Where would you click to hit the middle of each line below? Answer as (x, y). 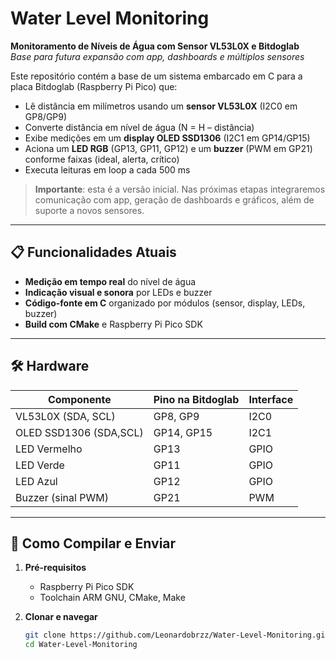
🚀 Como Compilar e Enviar (93, 543)
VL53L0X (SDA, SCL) (65, 416)
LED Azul (36, 481)
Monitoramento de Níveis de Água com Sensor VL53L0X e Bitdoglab (155, 46)
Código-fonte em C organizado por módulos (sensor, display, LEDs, (165, 303)
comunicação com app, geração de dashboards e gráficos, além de (174, 199)
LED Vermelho (49, 449)
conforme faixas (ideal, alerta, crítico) (102, 159)
